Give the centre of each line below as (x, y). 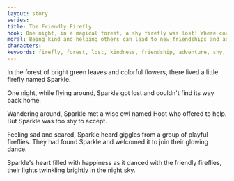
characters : (24, 46)
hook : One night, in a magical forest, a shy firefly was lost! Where (112, 33)
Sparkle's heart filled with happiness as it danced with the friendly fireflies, (115, 162)
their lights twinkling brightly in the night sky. (71, 170)
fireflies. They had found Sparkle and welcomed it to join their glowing (108, 141)
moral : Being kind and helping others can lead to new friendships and (113, 40)
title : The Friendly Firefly (49, 26)
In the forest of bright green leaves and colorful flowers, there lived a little (113, 72)
